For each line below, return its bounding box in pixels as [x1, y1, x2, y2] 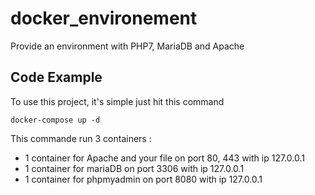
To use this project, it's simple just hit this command [10, 95, 225, 107]
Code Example [10, 69, 103, 86]
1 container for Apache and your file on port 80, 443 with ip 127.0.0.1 [24, 152, 305, 164]
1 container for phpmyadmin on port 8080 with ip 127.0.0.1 [24, 173, 263, 185]
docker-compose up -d [10, 115, 101, 125]
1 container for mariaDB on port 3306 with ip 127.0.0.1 [24, 162, 245, 174]
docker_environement [10, 7, 198, 30]
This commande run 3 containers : [10, 132, 152, 144]
